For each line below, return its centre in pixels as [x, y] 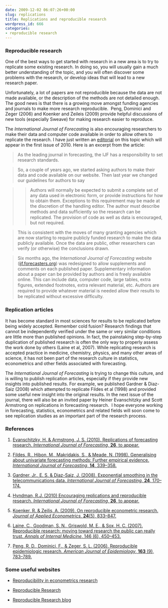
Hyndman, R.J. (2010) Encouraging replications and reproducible [79, 495]
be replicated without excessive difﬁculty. [60, 296]
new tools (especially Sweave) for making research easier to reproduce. [79, 119]
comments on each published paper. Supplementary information [84, 269]
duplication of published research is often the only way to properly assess [82, 342]
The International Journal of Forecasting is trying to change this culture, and [84, 373]
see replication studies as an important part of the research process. [76, 416]
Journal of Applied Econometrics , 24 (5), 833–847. [64, 516]
